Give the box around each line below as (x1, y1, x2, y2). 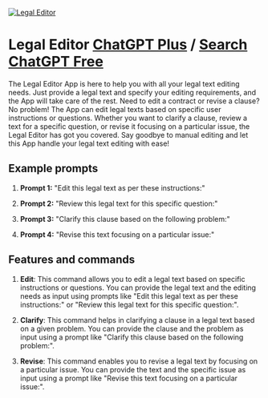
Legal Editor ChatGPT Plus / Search (8, 36, 248, 54)
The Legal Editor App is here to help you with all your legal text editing (8, 78, 240, 88)
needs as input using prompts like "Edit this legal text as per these (19, 291, 238, 300)
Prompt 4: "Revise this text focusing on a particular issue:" (19, 229, 215, 239)
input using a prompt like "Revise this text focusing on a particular (19, 373, 238, 383)
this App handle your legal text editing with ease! (8, 139, 170, 148)
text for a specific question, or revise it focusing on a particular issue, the (8, 121, 250, 131)
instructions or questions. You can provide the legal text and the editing (19, 283, 257, 292)
